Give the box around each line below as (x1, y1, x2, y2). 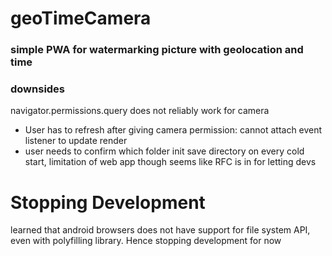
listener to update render (24, 135, 128, 147)
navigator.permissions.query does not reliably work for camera (10, 105, 270, 117)
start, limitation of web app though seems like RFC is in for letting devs (24, 156, 317, 168)
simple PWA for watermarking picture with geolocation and (10, 43, 304, 57)
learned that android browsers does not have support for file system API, (10, 224, 311, 236)
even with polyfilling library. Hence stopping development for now (10, 235, 282, 247)
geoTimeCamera (10, 7, 152, 30)
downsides (10, 82, 66, 96)
